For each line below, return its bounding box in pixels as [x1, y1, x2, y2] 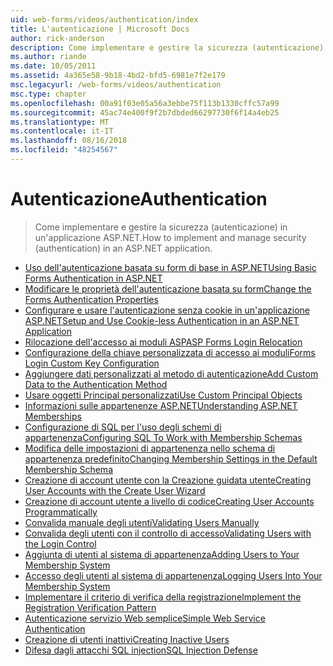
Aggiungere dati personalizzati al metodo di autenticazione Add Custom [24, 367, 319, 380]
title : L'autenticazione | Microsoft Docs [10, 24, 190, 34]
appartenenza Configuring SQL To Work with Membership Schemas [24, 431, 303, 443]
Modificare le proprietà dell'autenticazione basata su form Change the [24, 282, 312, 295]
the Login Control [24, 537, 97, 550]
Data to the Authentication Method [24, 378, 168, 390]
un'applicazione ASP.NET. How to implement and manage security [34, 231, 307, 243]
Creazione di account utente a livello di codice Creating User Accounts [24, 495, 315, 507]
